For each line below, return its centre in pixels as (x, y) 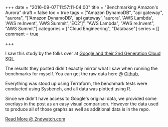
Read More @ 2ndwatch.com (35, 119)
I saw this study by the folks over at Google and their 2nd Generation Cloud (83, 53)
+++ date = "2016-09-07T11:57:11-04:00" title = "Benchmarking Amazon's (82, 7)
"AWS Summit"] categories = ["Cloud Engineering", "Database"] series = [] (82, 29)
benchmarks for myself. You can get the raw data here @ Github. (72, 74)
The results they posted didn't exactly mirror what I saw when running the (81, 68)
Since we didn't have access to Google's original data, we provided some (81, 98)
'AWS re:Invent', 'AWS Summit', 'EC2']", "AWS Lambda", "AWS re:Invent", (80, 23)
